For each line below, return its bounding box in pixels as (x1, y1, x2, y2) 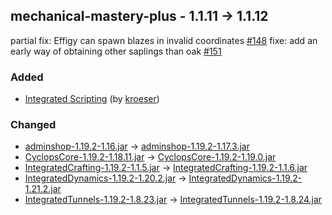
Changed (10, 118, 57, 132)
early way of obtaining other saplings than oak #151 (10, 45, 222, 57)
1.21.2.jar (24, 183, 62, 195)
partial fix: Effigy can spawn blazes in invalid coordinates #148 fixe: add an (10, 34, 318, 46)
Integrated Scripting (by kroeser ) (24, 93, 160, 105)
